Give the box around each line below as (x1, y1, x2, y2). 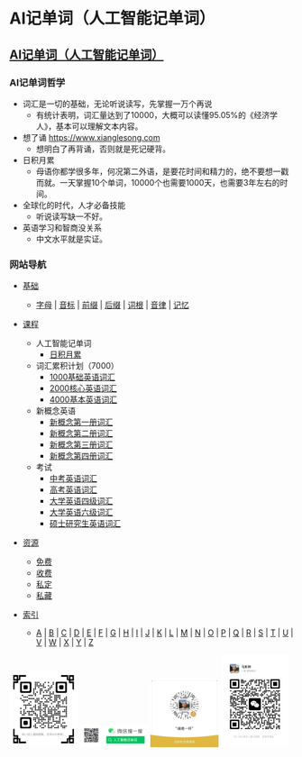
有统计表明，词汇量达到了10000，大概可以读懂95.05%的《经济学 (35, 109, 278, 120)
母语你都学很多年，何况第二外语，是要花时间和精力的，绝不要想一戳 (35, 166, 289, 177)
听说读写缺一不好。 (35, 211, 108, 222)
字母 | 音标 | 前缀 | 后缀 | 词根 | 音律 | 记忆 (35, 299, 189, 311)
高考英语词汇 (49, 484, 97, 496)
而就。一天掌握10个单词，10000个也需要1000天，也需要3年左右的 (35, 177, 280, 187)
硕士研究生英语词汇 (49, 518, 122, 529)
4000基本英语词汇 (49, 394, 117, 406)
